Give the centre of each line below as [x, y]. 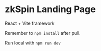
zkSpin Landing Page [50, 9]
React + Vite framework [30, 23]
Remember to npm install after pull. [43, 33]
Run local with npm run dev [33, 43]
